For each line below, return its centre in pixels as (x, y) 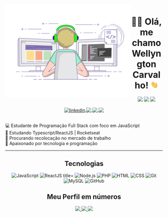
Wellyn (146, 54)
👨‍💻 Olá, (146, 22)
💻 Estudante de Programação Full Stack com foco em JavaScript (72, 125)
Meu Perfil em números (84, 197)
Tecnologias (84, 164)
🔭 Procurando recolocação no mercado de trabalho (58, 138)
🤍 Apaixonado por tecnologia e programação (51, 143)
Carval (146, 75)
